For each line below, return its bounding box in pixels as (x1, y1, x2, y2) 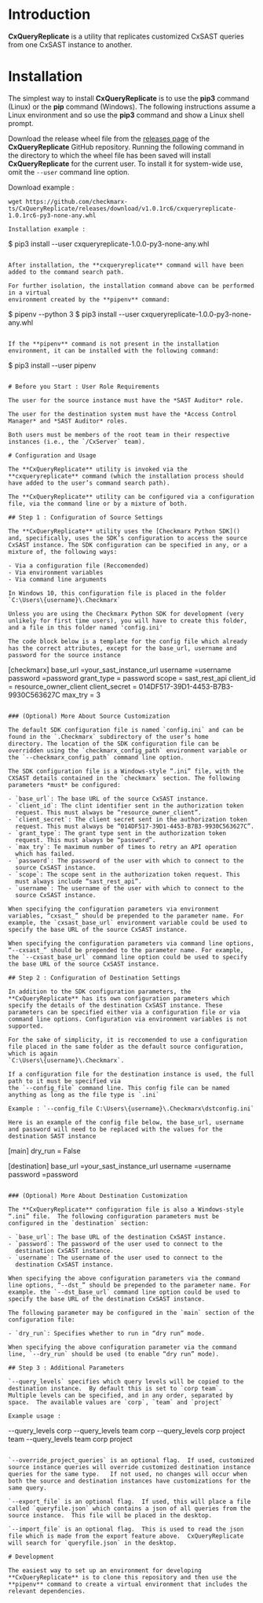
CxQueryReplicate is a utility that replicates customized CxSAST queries (8, 31, 245, 41)
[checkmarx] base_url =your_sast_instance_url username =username (8, 665, 232, 674)
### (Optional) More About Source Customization (8, 712, 170, 720)
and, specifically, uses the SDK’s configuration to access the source (8, 534, 247, 542)
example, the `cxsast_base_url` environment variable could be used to (8, 918, 247, 926)
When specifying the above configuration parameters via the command (8, 1274, 241, 1282)
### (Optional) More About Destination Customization (8, 1191, 188, 1199)
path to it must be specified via (8, 1077, 122, 1085)
